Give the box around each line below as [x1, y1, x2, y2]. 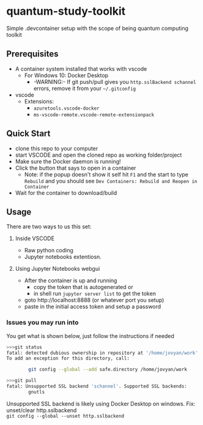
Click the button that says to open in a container [15, 164, 136, 171]
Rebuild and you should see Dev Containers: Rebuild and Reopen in [24, 177, 197, 184]
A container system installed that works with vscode [15, 65, 147, 72]
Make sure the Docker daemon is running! [15, 157, 121, 165]
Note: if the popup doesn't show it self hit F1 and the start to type [24, 170, 188, 178]
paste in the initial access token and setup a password [24, 303, 161, 310]
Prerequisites [6, 49, 59, 59]
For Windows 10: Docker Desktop [24, 72, 109, 79]
